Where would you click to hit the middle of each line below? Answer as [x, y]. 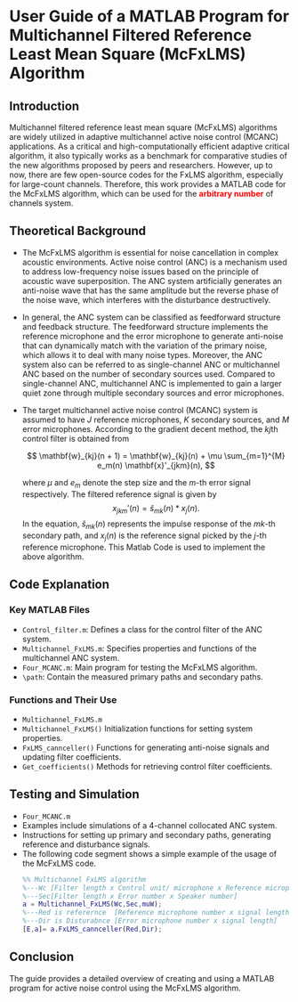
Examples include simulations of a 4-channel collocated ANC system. [149, 825]
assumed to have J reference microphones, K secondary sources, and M [156, 420]
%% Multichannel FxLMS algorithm [84, 879]
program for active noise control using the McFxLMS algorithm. [125, 988]
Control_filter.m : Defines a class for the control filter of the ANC [142, 629]
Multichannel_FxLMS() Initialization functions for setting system [137, 729]
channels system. [41, 203]
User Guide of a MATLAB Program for [149, 16]
